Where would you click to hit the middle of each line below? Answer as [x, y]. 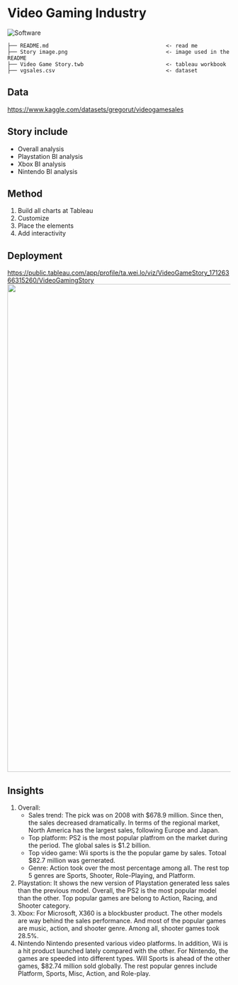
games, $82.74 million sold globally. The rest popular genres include [117, 966]
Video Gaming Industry [77, 13]
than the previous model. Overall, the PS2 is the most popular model [117, 891]
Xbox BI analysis [41, 164]
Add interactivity [41, 233]
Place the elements [46, 226]
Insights [26, 790]
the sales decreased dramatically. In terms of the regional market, [124, 822]
